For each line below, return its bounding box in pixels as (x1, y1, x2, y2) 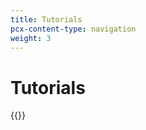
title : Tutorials (10, 14, 83, 25)
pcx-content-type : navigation (10, 24, 137, 34)
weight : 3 (10, 33, 52, 43)
